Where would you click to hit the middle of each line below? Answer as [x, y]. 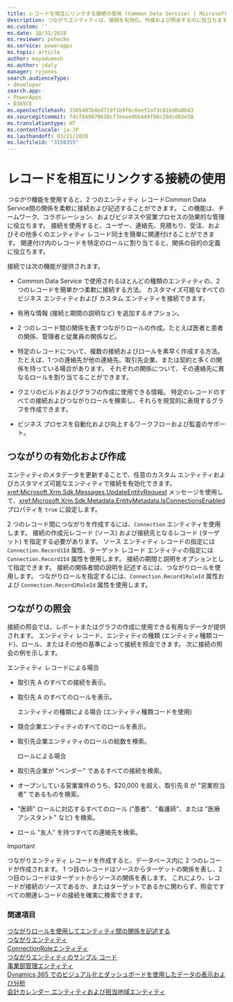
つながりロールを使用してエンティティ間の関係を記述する [89, 931]
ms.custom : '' [28, 26]
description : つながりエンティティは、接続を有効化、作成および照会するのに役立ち [112, 20]
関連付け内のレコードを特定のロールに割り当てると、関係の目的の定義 [120, 243]
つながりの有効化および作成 [67, 457]
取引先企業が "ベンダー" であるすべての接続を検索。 [92, 770]
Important [21, 846]
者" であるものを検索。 [50, 794]
